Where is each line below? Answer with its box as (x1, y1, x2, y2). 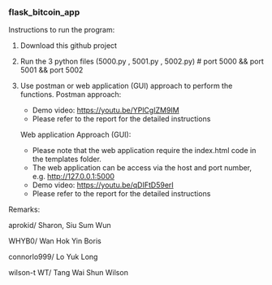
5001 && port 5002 (19, 65, 84, 75)
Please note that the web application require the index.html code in (32, 146, 257, 156)
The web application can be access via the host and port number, (32, 163, 253, 173)
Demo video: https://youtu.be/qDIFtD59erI (32, 180, 175, 190)
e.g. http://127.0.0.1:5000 (32, 172, 115, 182)
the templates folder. (32, 154, 101, 164)
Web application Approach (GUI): (19, 129, 132, 140)
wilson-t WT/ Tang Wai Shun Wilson (8, 268, 128, 278)
